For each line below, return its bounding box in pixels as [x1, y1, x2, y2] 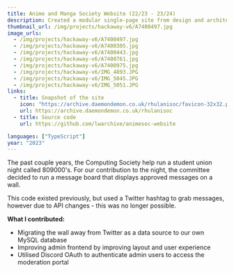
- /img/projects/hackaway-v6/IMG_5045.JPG [13, 75, 139, 82]
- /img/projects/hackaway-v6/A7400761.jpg [13, 56, 139, 63]
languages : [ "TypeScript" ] [7, 133, 86, 140]
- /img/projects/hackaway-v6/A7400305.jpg [13, 42, 139, 49]
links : [7, 88, 26, 95]
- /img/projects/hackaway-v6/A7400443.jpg [13, 49, 139, 56]
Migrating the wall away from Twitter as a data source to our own [17, 228, 204, 237]
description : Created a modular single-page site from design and [7, 17, 204, 24]
